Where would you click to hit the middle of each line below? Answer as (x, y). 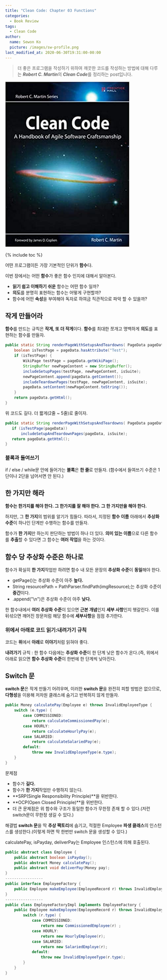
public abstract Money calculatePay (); (55, 863)
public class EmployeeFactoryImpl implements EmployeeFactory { (73, 905)
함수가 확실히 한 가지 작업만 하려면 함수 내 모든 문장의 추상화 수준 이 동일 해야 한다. (83, 570)
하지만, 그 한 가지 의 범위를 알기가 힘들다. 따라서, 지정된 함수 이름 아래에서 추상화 (83, 517)
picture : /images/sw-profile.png (44, 47)
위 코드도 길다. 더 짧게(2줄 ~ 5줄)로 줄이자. (46, 413)
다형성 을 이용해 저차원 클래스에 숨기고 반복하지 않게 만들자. (62, 695)
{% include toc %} (24, 255)
